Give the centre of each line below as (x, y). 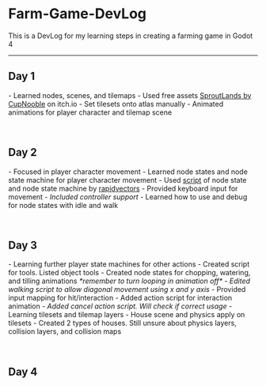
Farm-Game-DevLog (78, 14)
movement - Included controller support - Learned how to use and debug (128, 197)
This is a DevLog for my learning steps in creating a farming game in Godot (131, 36)
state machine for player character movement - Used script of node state (127, 180)
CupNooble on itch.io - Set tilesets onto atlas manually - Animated (116, 104)
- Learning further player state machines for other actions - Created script (129, 264)
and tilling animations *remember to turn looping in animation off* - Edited (129, 281)
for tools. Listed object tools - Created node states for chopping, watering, (129, 273)
